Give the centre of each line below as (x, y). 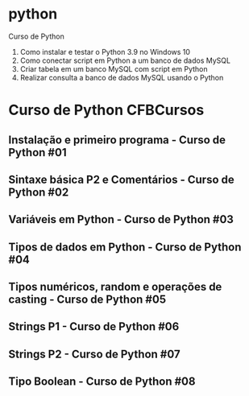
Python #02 (39, 192)
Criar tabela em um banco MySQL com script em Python (114, 68)
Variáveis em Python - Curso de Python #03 (121, 219)
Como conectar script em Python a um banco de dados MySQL (125, 60)
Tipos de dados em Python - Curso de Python (125, 247)
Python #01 (37, 153)
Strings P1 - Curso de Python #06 (94, 327)
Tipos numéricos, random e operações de (115, 287)
